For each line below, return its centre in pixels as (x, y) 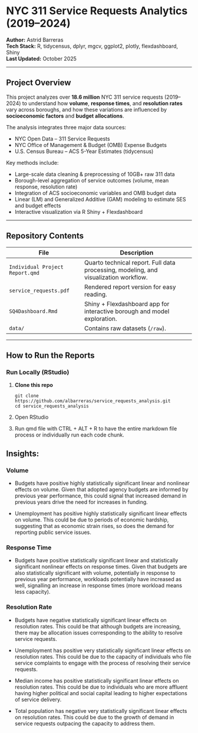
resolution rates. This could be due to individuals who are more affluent (101, 687)
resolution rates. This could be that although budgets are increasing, (98, 626)
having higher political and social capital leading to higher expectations (101, 693)
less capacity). (32, 592)
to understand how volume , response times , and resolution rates (102, 103)
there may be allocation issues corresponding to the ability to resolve (98, 633)
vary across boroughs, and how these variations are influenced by (86, 109)
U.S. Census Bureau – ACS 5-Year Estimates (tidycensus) (84, 151)
